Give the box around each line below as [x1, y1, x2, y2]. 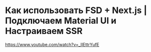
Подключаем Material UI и [5, 15, 116, 26]
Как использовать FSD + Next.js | [5, 5, 148, 16]
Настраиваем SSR [5, 26, 83, 36]
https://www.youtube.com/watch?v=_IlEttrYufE [5, 41, 99, 47]
